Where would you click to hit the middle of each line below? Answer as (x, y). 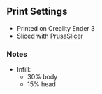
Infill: (24, 69)
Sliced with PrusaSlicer (50, 36)
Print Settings (37, 12)
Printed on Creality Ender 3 (56, 28)
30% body (42, 77)
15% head (42, 84)
